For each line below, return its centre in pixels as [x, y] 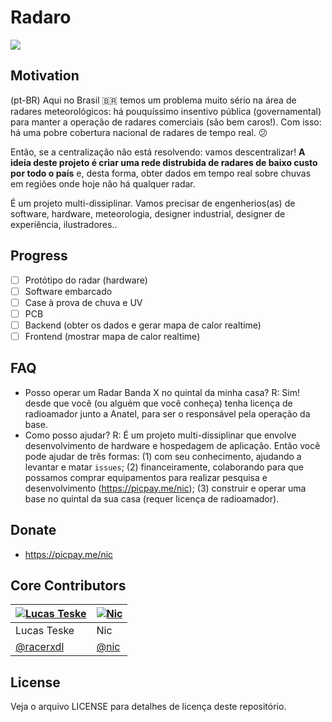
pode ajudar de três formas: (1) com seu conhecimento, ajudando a [163, 456]
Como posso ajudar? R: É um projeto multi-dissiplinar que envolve [160, 435]
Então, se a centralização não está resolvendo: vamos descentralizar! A [158, 152]
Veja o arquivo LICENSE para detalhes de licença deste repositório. [148, 707]
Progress [39, 256]
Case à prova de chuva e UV [83, 302]
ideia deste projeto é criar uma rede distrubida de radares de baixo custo [164, 162]
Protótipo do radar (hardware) [86, 280]
